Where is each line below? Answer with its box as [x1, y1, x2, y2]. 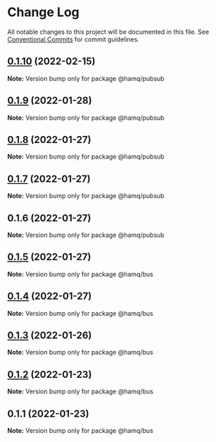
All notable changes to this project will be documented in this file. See [7, 27, 210, 36]
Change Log [7, 4, 80, 20]
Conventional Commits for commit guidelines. [7, 35, 139, 43]
